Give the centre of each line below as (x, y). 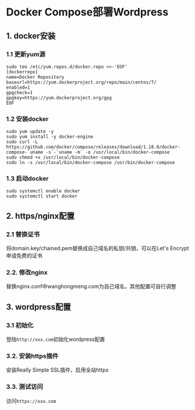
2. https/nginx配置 (40, 216)
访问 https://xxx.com (31, 401)
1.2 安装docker (27, 119)
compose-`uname (25, 152)
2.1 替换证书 (23, 234)
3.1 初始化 (20, 325)
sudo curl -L (22, 142)
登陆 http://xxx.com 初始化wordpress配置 (55, 339)
